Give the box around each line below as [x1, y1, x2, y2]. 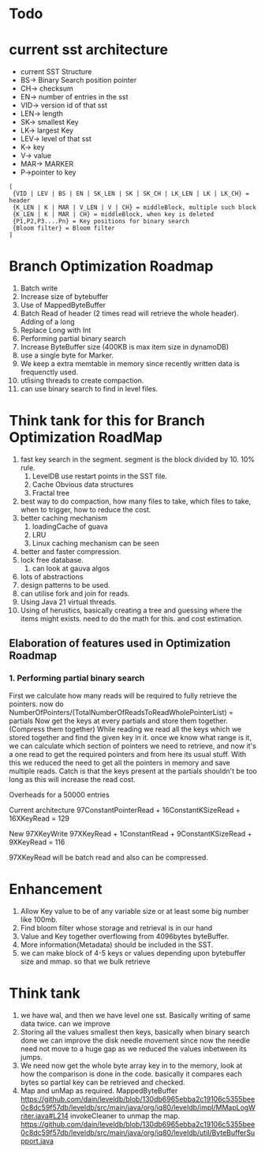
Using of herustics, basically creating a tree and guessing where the [20, 605, 243, 615]
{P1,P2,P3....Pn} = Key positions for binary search [12, 218, 190, 226]
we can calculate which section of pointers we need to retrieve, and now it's [9, 741, 257, 751]
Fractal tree [32, 489, 70, 497]
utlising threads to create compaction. [20, 376, 144, 385]
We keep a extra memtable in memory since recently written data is [20, 359, 240, 369]
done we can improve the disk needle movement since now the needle [20, 1035, 251, 1045]
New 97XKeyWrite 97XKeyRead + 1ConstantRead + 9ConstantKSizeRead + [9, 829, 252, 838]
